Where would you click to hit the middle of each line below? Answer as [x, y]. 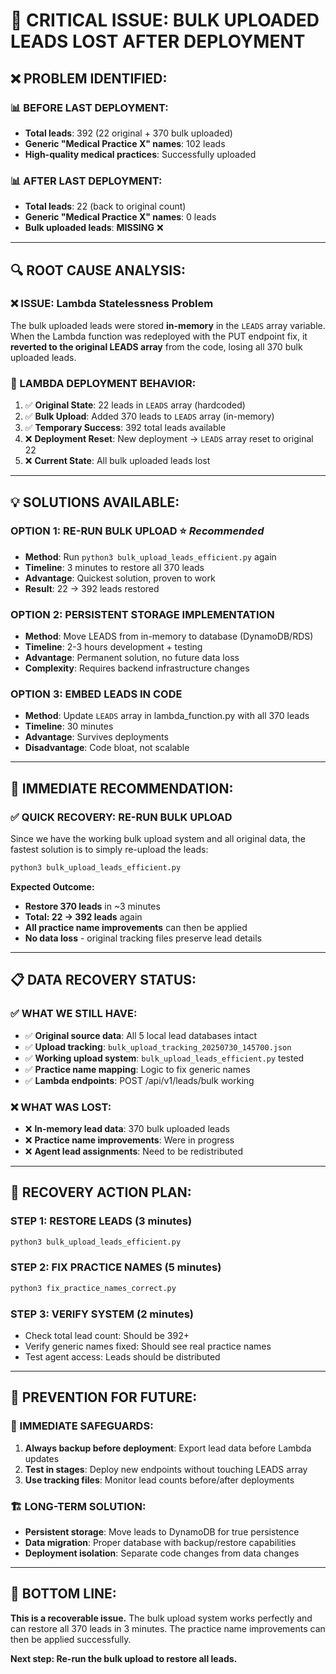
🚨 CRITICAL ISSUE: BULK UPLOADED [165, 20]
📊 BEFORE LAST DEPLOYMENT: [89, 107]
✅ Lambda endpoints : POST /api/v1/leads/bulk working [139, 1080]
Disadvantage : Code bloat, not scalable [107, 748]
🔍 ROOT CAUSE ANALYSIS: [98, 270]
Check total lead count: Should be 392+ [107, 1336]
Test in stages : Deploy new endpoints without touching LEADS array [166, 1469]
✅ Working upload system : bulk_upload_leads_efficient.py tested [164, 1058]
